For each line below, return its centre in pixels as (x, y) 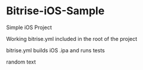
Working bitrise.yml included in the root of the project (72, 39)
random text (21, 62)
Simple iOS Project (29, 27)
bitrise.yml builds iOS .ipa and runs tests (56, 50)
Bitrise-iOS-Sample (55, 11)
